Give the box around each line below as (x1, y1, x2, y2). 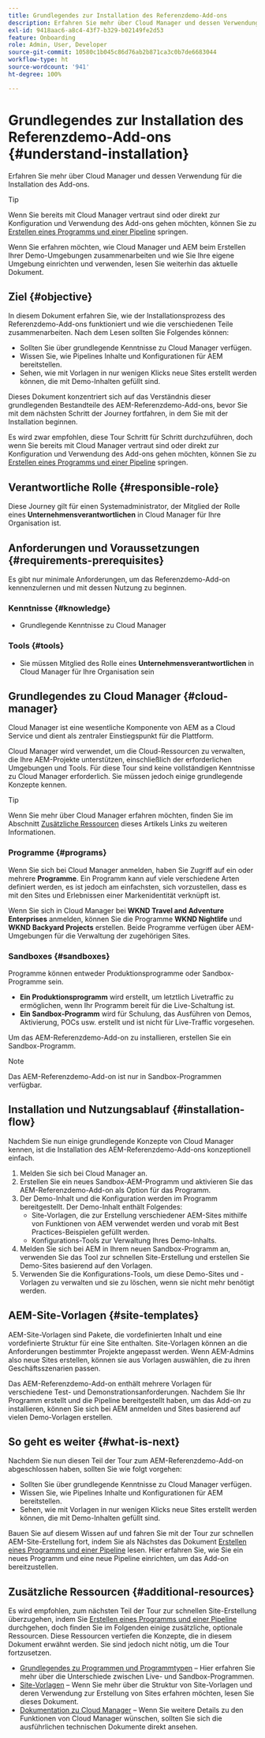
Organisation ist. (8, 518, 62, 528)
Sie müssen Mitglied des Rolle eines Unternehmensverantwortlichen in (19, 658, 255, 668)
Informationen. (8, 827, 56, 837)
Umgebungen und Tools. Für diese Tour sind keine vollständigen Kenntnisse (8, 763, 256, 773)
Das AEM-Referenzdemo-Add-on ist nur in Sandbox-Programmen (8, 1072, 222, 1081)
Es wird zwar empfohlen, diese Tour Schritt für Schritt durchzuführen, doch (8, 432, 253, 442)
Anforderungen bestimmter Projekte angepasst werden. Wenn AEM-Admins (8, 1346, 255, 1356)
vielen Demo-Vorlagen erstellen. (8, 1412, 113, 1422)
